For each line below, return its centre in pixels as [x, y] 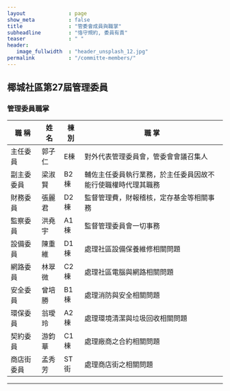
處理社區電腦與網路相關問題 [129, 273]
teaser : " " [46, 39]
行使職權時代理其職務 [126, 185]
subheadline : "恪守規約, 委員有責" [67, 33]
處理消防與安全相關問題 [122, 295]
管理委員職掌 [28, 109]
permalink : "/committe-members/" [72, 58]
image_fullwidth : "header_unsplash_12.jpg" [82, 52]
